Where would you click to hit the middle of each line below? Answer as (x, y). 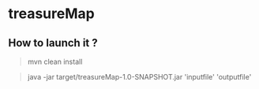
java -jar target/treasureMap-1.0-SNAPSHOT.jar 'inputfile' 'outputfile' (139, 77)
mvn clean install (55, 61)
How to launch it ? (53, 43)
